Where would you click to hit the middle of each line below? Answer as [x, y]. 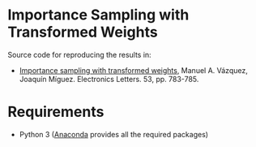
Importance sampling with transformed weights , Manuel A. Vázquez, [133, 70]
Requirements [56, 112]
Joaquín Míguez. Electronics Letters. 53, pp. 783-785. [109, 79]
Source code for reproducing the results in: [79, 54]
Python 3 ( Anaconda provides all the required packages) [113, 134]
